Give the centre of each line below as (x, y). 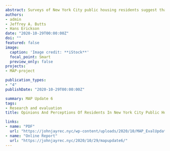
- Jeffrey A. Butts (26, 24)
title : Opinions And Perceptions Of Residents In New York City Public (82, 113)
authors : (14, 15)
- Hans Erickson (22, 29)
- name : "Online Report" (31, 136)
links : (12, 122)
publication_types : (26, 80)
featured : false (22, 43)
